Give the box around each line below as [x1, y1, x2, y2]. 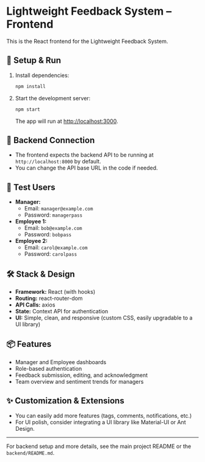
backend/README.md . [6, 449, 55, 456]
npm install [15, 83, 46, 89]
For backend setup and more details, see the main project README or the [6, 442, 192, 450]
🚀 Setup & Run [6, 55, 62, 65]
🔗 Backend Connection [6, 135, 95, 145]
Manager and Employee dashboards [15, 358, 107, 365]
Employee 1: [15, 218, 47, 225]
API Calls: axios [15, 301, 56, 308]
